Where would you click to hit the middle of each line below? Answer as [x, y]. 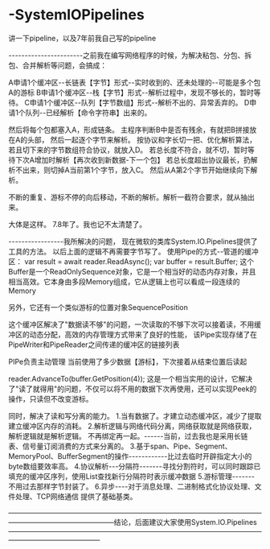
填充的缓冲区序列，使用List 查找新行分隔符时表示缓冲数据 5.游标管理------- [132, 476]
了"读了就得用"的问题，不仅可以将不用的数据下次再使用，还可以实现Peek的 [133, 389]
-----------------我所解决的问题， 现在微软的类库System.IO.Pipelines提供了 [133, 241]
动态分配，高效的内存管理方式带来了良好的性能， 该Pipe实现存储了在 [143, 334]
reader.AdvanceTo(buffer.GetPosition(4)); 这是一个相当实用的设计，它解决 [131, 378]
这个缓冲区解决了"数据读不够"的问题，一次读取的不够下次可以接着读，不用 [131, 324]
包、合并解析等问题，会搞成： [57, 65]
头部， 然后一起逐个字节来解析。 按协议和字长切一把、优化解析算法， [142, 139]
